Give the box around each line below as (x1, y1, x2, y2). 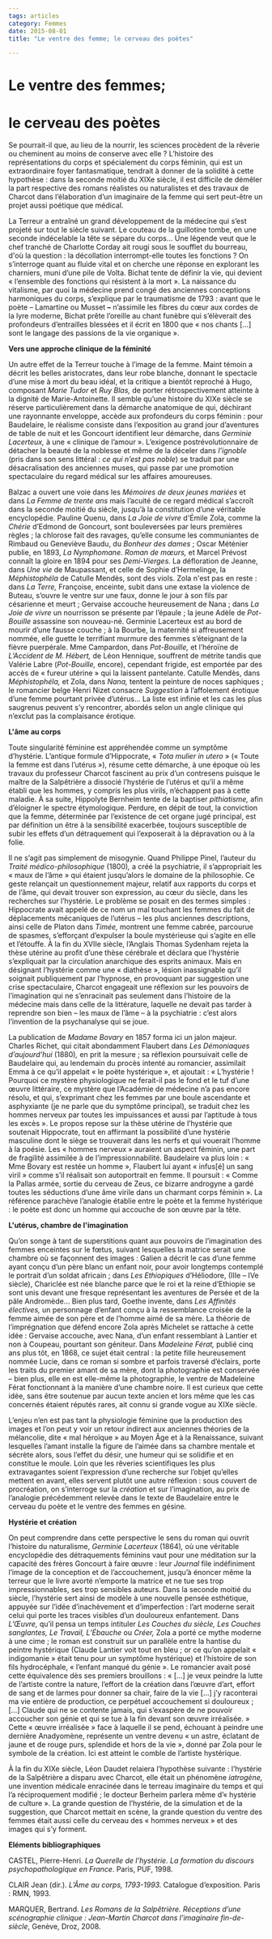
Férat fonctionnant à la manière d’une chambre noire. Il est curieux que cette (8, 1383, 263, 1393)
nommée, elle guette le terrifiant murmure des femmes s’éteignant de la (8, 634, 247, 644)
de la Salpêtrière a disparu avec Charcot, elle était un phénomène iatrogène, (8, 1773, 263, 1783)
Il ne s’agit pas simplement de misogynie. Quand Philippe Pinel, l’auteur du (8, 853, 257, 863)
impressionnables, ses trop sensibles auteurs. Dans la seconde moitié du (8, 1585, 252, 1594)
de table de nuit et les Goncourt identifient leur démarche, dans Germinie (8, 429, 253, 439)
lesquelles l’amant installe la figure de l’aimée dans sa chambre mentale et (8, 1441, 255, 1451)
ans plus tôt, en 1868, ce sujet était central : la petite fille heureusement (8, 1348, 246, 1358)
